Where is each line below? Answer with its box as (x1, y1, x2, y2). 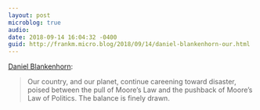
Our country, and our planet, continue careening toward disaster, (27, 77, 237, 87)
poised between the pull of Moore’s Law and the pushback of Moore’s (27, 85, 253, 94)
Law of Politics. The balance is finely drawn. (27, 94, 170, 103)
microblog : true (8, 19, 61, 27)
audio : (8, 26, 30, 34)
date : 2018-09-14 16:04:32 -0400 (8, 33, 117, 41)
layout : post (8, 11, 51, 20)
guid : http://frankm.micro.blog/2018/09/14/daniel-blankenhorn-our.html (8, 41, 251, 48)
